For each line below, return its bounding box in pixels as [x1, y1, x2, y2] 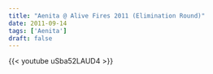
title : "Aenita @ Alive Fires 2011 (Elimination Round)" [8, 11, 206, 20]
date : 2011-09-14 [8, 19, 67, 27]
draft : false [8, 34, 53, 43]
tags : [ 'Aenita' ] [8, 27, 67, 35]
